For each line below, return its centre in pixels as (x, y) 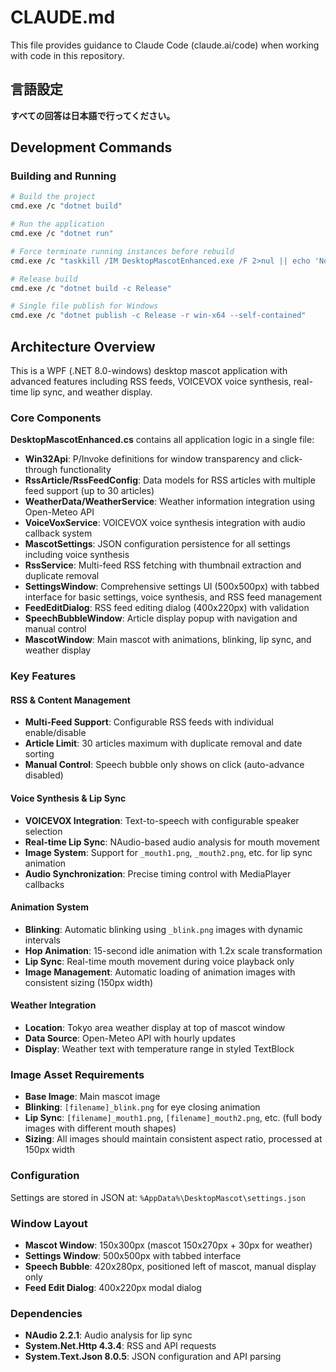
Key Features (43, 676)
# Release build (44, 279)
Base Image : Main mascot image (92, 1097)
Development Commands (91, 147)
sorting (39, 754)
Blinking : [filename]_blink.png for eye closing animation (142, 1107)
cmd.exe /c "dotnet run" (62, 234)
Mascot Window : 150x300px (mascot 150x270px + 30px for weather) (168, 1245)
